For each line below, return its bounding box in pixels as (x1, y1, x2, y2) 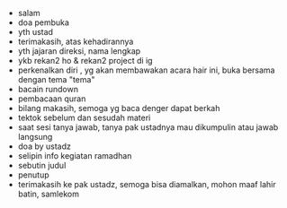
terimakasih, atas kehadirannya (17, 36, 134, 47)
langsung (17, 132, 53, 142)
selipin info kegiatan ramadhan (17, 151, 132, 160)
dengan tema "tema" (17, 74, 95, 84)
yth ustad (17, 27, 54, 37)
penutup (17, 169, 49, 180)
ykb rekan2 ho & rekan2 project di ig (17, 56, 153, 65)
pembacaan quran (17, 93, 86, 104)
